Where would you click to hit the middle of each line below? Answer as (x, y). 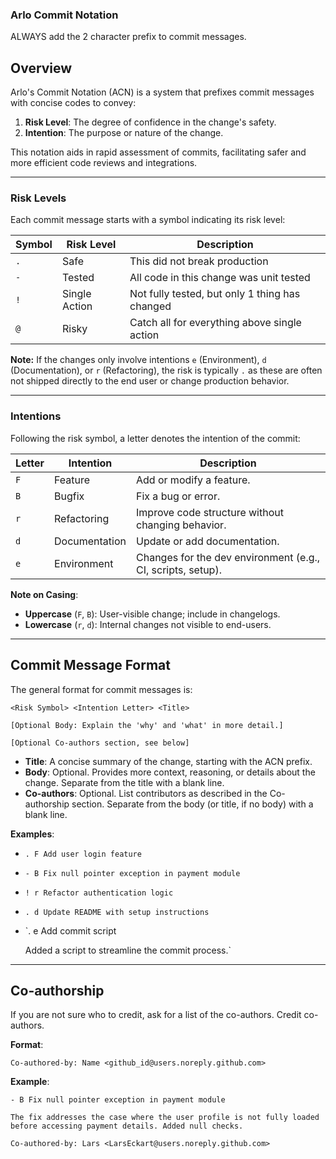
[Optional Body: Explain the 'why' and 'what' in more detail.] (147, 725)
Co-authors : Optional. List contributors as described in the (146, 793)
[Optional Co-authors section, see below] (100, 743)
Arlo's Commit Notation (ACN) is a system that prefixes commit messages (162, 92)
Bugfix (69, 496)
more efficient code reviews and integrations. (104, 163)
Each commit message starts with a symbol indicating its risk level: (148, 220)
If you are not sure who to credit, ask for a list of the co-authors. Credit (156, 1015)
